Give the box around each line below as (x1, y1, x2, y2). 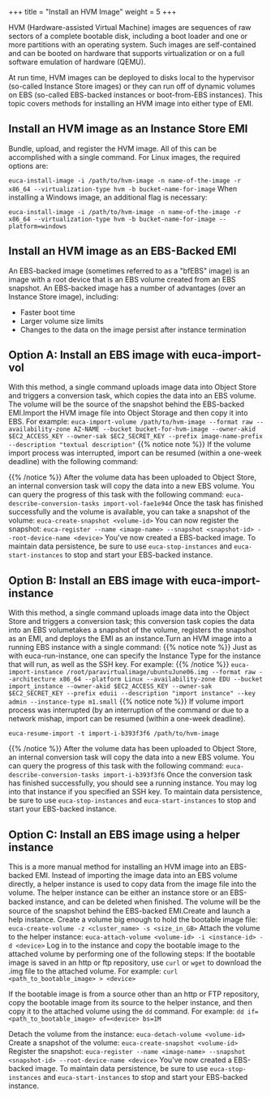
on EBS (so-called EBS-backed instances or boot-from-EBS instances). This (8, 90, 263, 100)
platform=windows (8, 222, 67, 230)
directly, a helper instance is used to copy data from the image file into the (8, 880, 257, 889)
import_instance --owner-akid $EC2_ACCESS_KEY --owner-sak (8, 682, 213, 690)
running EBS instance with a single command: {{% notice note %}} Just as (8, 643, 257, 652)
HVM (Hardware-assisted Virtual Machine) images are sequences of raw (8, 23, 252, 32)
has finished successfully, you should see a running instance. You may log (8, 778, 257, 788)
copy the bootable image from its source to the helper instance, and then (8, 998, 253, 1008)
